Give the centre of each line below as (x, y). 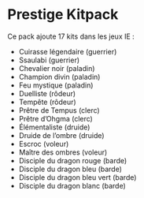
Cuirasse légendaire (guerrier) (68, 51)
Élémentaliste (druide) (54, 127)
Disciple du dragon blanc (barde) (72, 185)
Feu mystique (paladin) (56, 85)
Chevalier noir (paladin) (57, 68)
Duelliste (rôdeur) (47, 93)
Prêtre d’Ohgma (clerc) (56, 118)
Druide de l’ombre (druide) (61, 135)
